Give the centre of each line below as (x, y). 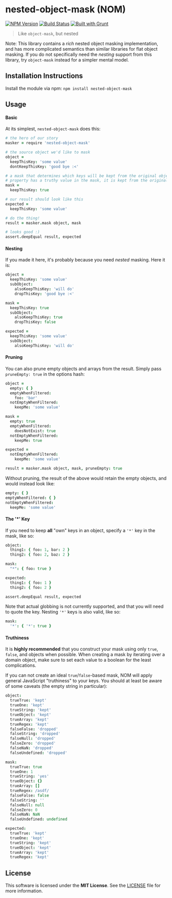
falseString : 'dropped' (35, 734)
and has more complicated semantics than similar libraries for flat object (81, 49)
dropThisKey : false (35, 322)
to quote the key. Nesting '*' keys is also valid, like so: (63, 612)
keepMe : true (28, 440)
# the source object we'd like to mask (48, 152)
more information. (24, 891)
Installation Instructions (44, 76)
